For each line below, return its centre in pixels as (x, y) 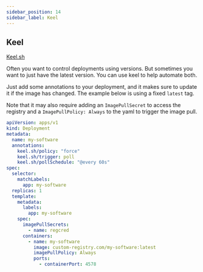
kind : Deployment (28, 128)
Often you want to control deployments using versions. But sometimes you (100, 69)
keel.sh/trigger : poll (46, 157)
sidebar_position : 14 (34, 12)
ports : (42, 259)
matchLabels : (34, 180)
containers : (37, 236)
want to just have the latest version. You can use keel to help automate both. (102, 75)
